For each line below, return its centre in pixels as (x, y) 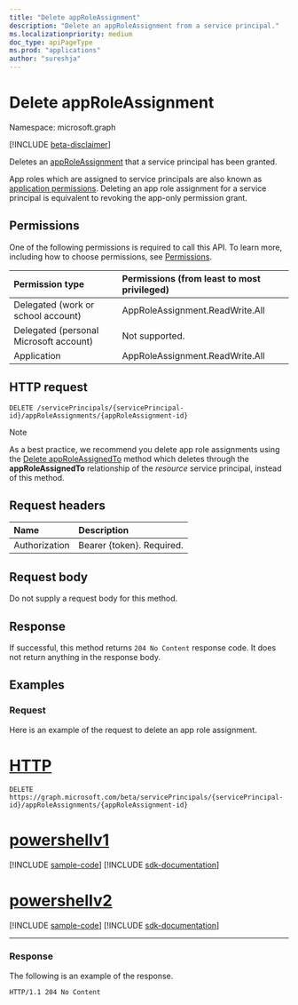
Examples (37, 685)
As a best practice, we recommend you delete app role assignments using (145, 449)
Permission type (49, 283)
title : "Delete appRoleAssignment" (75, 17)
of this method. (37, 477)
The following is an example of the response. (91, 976)
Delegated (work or (54, 305)
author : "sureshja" (45, 59)
